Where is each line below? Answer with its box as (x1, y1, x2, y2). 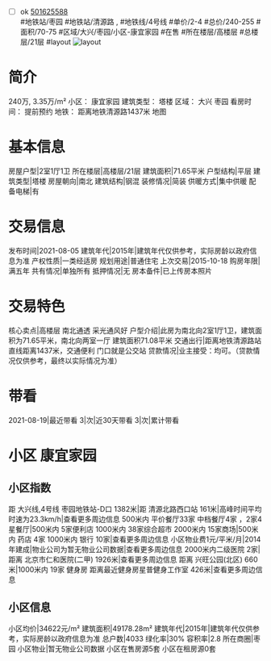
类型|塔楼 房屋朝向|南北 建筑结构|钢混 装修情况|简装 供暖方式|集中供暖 (15, 176, 248, 186)
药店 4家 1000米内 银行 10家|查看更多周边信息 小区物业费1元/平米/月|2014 (17, 534, 261, 544)
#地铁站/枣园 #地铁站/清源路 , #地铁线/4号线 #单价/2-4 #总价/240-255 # (19, 17, 261, 27)
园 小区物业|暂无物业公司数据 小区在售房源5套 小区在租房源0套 (8, 643, 216, 653)
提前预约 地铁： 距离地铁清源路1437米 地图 (23, 107, 167, 116)
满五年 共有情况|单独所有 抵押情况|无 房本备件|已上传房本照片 (8, 266, 212, 275)
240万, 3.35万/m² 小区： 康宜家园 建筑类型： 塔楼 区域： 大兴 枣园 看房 (8, 97, 245, 106)
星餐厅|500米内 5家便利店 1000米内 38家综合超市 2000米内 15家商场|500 (8, 524, 252, 533)
